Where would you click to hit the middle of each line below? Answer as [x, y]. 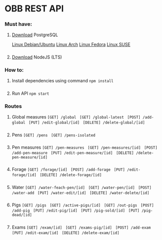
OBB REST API [34, 9]
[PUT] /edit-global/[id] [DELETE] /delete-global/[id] [87, 123]
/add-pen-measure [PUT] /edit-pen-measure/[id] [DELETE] [73, 153]
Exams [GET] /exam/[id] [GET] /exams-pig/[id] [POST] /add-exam [81, 227]
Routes [13, 106]
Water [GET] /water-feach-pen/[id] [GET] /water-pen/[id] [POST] [81, 187]
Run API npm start [31, 93]
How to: [14, 70]
